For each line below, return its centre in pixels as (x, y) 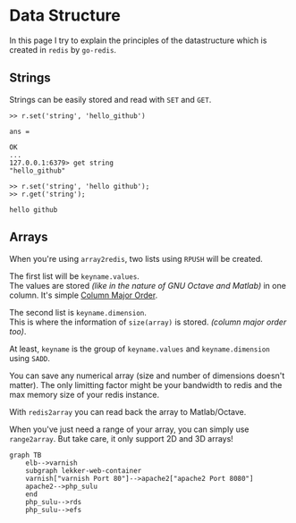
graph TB (25, 455)
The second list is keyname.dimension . (78, 312)
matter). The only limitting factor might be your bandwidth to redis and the (146, 384)
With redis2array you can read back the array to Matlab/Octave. (128, 411)
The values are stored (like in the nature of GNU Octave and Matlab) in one (148, 285)
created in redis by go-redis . (63, 49)
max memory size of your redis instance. (84, 394)
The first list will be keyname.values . (75, 276)
